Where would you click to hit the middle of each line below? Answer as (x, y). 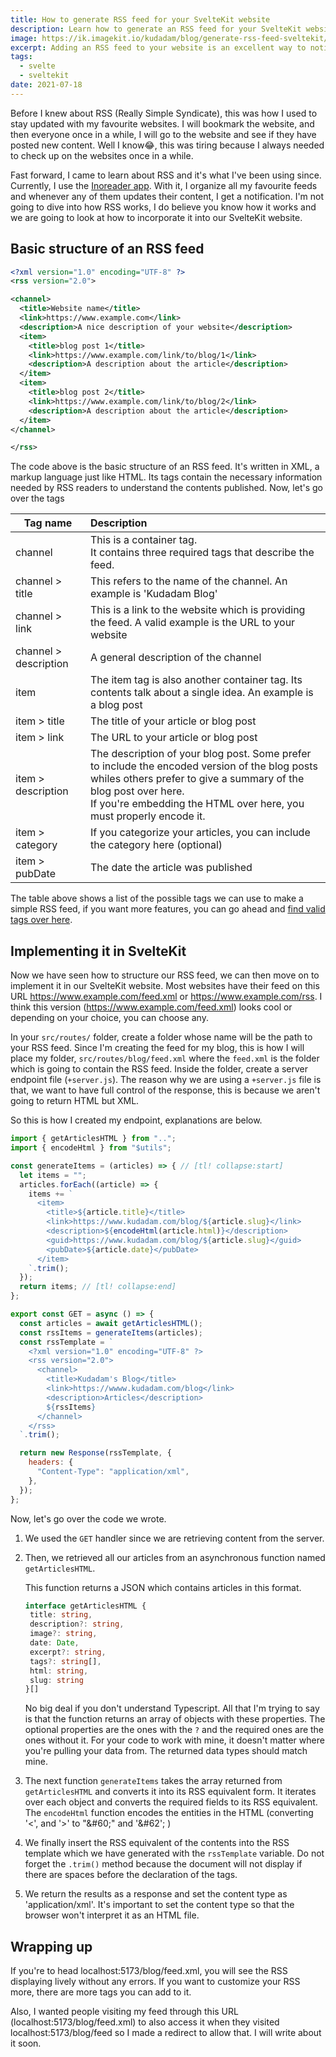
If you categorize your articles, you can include (200, 833)
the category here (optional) (156, 845)
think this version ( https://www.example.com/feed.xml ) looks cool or (151, 1007)
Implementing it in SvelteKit (98, 951)
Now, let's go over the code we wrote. (88, 1518)
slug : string (56, 1680)
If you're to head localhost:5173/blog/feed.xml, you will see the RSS (149, 1971)
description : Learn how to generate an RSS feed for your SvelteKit (156, 29)
